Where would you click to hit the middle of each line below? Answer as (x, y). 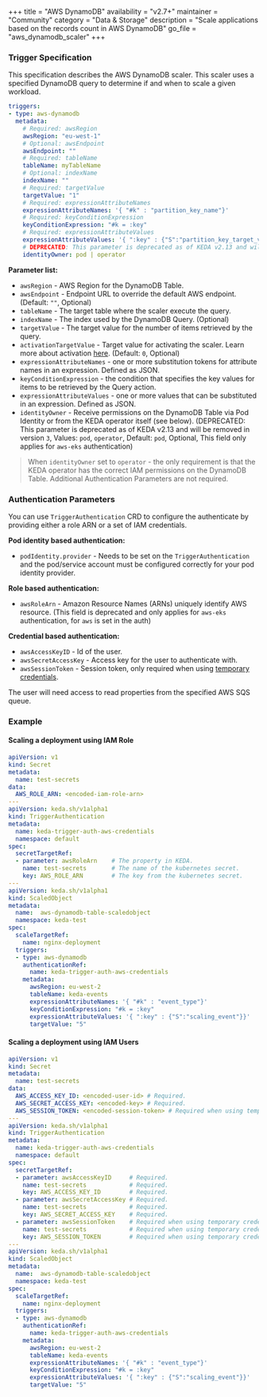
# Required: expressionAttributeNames (87, 202)
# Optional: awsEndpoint (64, 143)
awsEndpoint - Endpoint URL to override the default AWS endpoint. (128, 293)
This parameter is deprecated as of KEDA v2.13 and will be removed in (135, 429)
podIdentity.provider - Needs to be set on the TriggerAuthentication (135, 555)
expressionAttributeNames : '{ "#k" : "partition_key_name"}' (126, 210)
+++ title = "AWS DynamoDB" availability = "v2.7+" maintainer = (113, 12)
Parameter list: (33, 269)
